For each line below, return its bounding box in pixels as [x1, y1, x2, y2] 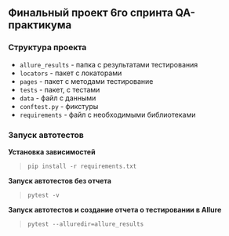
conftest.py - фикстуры [19, 101, 99, 111]
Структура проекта [8, 42, 87, 53]
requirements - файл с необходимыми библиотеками [19, 110, 196, 119]
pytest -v [27, 191, 60, 199]
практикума [8, 19, 72, 32]
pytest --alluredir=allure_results [27, 220, 144, 228]
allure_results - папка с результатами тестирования [19, 60, 198, 69]
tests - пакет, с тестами [19, 85, 100, 94]
